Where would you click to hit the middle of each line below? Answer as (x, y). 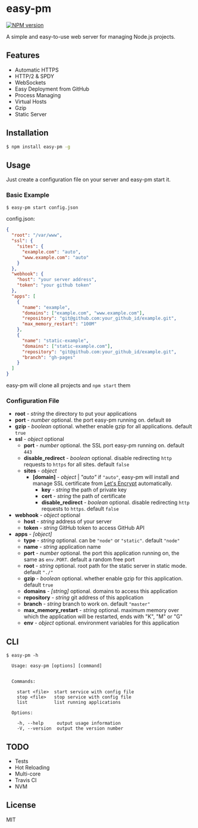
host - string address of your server (67, 521)
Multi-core (28, 774)
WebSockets (30, 82)
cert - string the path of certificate (84, 496)
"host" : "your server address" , (57, 280)
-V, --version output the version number (70, 729)
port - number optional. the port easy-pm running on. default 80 (93, 420)
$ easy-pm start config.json (42, 208)
